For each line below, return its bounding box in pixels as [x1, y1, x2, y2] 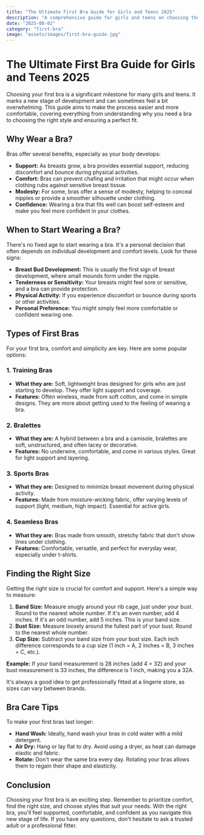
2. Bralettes [6, 421, 41, 429]
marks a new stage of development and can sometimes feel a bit [6, 97, 168, 105]
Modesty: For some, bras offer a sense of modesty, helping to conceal [15, 188, 192, 195]
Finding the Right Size [6, 569, 91, 579]
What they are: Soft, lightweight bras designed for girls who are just [15, 380, 186, 387]
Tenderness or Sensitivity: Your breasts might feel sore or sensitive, [15, 278, 188, 286]
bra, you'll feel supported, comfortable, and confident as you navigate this [6, 809, 192, 816]
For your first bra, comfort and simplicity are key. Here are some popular [6, 345, 187, 352]
